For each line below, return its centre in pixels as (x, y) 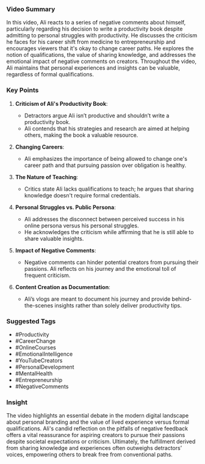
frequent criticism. (47, 275)
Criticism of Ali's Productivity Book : (61, 103)
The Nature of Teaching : (46, 177)
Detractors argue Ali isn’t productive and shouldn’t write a (97, 116)
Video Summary (31, 9)
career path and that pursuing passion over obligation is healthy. (105, 165)
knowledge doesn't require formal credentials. (82, 195)
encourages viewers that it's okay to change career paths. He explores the (100, 48)
